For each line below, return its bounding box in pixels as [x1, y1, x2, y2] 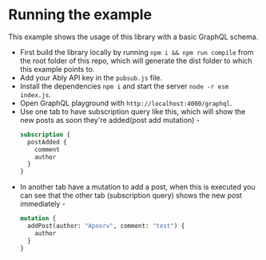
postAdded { [27, 138, 67, 146]
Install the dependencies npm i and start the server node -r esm [19, 81, 229, 91]
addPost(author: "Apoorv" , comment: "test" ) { [27, 222, 185, 230]
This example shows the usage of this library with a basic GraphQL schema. [8, 32, 259, 41]
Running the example [8, 6, 153, 24]
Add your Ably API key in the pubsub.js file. [19, 73, 162, 82]
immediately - [19, 199, 66, 209]
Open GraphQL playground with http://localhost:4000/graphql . [19, 98, 233, 108]
